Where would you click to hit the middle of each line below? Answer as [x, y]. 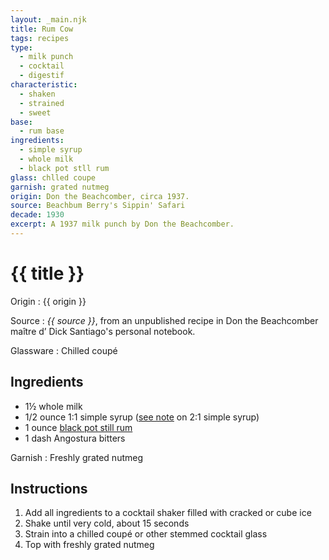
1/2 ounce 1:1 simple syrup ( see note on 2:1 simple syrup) [142, 417]
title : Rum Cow [42, 29]
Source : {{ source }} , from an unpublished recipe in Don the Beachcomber [164, 320]
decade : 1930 [37, 215]
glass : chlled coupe [53, 177]
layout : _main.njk [48, 19]
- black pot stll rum [64, 168]
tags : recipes [40, 38]
